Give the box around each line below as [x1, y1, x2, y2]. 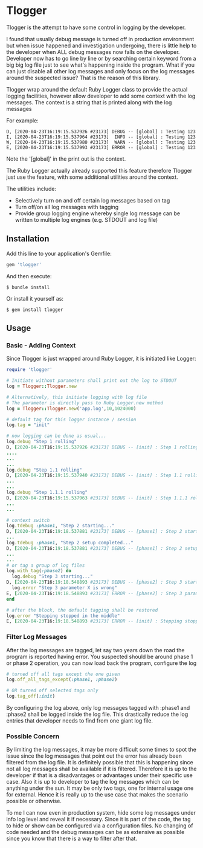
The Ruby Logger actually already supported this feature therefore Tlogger [6, 167, 193, 174]
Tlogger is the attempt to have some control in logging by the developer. [6, 24, 186, 31]
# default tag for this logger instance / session [6, 416, 137, 422]
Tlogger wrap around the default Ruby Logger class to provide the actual [6, 85, 188, 93]
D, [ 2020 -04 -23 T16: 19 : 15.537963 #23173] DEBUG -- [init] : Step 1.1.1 [6, 495, 188, 501]
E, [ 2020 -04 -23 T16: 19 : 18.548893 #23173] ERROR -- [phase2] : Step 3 [6, 590, 182, 596]
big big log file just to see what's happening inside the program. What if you [6, 61, 195, 68]
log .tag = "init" [6, 422, 50, 428]
